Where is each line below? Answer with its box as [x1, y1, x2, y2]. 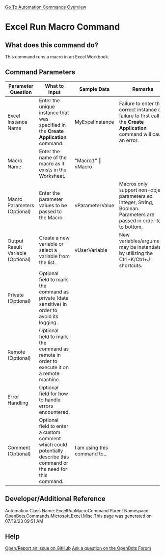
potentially [39, 447, 63, 454]
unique [39, 103, 55, 110]
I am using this [74, 444, 108, 451]
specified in [39, 121, 66, 128]
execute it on [39, 364, 69, 371]
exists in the [39, 166, 67, 173]
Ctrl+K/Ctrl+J [119, 256, 150, 263]
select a [39, 246, 57, 253]
